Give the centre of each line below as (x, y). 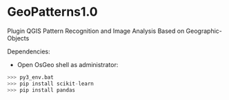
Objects (18, 38)
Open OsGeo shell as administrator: (68, 64)
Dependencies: (29, 51)
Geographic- (204, 31)
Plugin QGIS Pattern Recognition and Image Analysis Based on (96, 31)
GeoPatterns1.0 (52, 12)
